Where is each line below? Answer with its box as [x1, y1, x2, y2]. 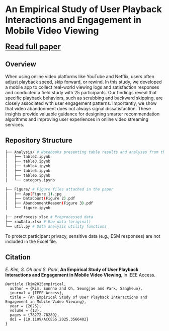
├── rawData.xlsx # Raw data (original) [5, 219, 92, 224]
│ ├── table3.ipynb [5, 159, 51, 164]
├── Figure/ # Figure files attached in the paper [5, 186, 114, 192]
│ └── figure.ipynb [5, 206, 51, 211]
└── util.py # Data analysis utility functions [5, 224, 107, 229]
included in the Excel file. [5, 238, 57, 244]
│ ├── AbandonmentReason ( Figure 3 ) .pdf [5, 201, 94, 206]
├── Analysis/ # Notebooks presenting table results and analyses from [5, 150, 158, 155]
